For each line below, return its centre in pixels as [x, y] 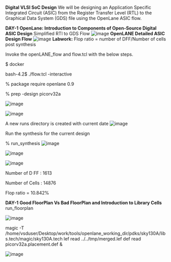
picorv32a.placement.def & [34, 244]
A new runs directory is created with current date [57, 124]
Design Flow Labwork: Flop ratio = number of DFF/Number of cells [86, 39]
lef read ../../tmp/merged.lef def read [102, 239]
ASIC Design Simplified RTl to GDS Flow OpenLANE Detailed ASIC [85, 33]
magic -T [15, 228]
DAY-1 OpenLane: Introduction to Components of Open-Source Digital [81, 28]
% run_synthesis [23, 143]
